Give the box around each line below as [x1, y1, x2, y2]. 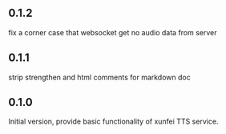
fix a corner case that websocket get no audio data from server [8, 27, 218, 37]
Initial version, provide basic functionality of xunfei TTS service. [8, 116, 219, 127]
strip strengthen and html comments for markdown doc [8, 72, 191, 82]
